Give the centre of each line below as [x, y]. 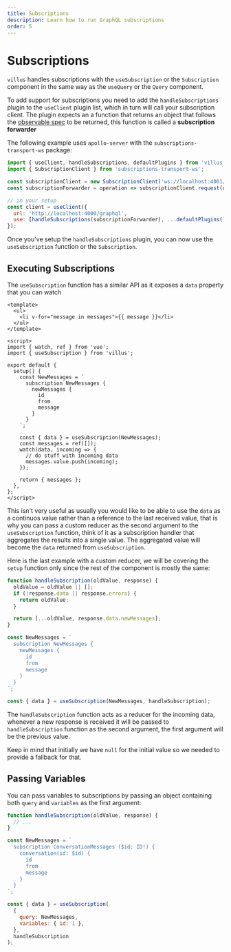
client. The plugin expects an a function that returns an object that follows [112, 115]
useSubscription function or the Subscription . [72, 247]
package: [59, 150]
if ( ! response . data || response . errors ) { [75, 594]
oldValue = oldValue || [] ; [54, 587]
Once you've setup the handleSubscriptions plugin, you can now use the [110, 239]
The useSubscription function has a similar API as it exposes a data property [115, 285]
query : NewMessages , [49, 917]
